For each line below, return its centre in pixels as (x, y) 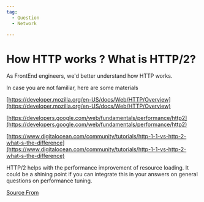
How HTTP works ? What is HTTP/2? (101, 59)
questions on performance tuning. (49, 181)
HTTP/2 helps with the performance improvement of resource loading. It (98, 168)
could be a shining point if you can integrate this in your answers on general (102, 174)
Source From (23, 193)
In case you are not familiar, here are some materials (73, 88)
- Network (24, 23)
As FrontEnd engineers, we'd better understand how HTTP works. (89, 76)
